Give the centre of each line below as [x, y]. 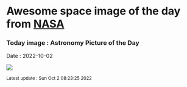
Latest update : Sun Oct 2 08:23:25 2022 [49, 79]
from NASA [35, 24]
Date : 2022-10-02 [30, 56]
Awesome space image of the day [94, 11]
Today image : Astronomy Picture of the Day [73, 43]
